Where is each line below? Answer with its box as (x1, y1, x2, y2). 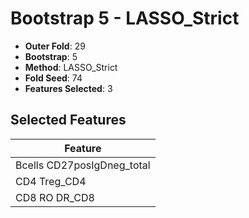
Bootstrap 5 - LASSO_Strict (10, 7, 240, 30)
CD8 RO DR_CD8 (15, 190, 95, 204)
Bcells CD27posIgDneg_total (15, 158, 151, 172)
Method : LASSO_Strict (24, 61, 118, 73)
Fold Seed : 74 (24, 72, 83, 84)
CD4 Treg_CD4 (15, 174, 87, 188)
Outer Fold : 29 (24, 40, 86, 52)
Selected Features (10, 112, 127, 129)
